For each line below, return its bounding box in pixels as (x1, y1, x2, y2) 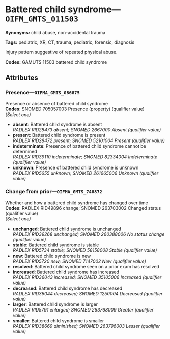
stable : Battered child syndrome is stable (12, 242, 99, 248)
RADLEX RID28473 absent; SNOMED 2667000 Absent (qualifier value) (12, 126, 161, 133)
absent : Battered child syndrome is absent (12, 121, 102, 127)
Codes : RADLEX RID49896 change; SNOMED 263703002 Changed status (5, 205, 161, 211)
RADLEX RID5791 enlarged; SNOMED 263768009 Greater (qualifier (12, 306, 154, 313)
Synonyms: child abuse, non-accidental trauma (5, 29, 106, 35)
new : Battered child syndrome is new (12, 252, 91, 259)
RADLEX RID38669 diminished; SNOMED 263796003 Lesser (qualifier (12, 323, 160, 329)
